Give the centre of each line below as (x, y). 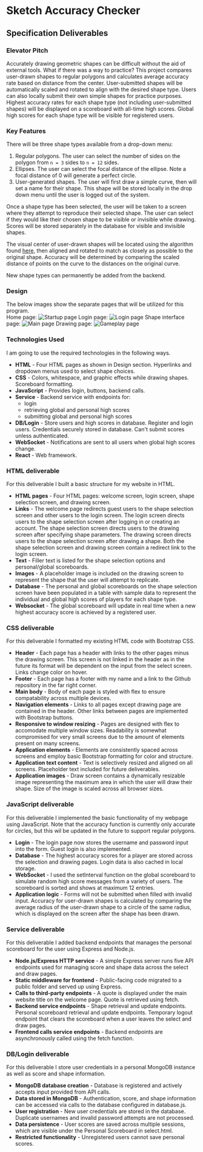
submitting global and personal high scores (78, 416)
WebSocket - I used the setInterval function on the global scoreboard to (105, 875)
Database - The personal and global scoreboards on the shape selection (106, 586)
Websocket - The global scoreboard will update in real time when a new (105, 606)
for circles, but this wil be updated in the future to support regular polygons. (101, 830)
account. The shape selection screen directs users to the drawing (97, 528)
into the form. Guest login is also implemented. (73, 848)
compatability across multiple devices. (63, 698)
